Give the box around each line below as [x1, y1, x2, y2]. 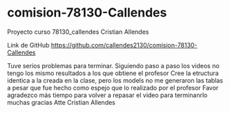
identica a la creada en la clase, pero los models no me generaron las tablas [7, 76, 223, 84]
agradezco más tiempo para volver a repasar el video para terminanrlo [7, 91, 208, 99]
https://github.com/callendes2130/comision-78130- [50, 41, 198, 49]
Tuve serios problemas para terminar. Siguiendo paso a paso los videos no [7, 61, 220, 70]
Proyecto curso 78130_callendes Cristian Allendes [7, 28, 149, 36]
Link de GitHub [7, 41, 50, 49]
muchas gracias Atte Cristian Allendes [7, 98, 116, 106]
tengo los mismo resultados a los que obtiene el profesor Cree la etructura [7, 69, 219, 77]
